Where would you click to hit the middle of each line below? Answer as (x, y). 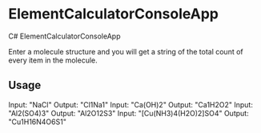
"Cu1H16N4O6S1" (37, 122)
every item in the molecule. (53, 60)
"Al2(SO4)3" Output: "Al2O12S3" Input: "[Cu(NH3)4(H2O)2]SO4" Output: (129, 113)
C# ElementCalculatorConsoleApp (64, 36)
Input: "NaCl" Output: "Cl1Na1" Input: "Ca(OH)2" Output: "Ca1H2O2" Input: (131, 104)
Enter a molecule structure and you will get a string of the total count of (126, 51)
